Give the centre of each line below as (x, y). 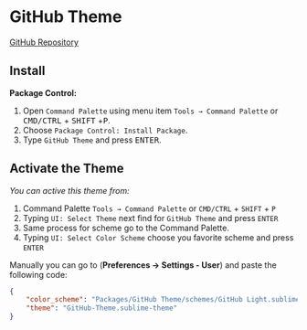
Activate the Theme (67, 169)
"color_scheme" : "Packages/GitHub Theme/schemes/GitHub (135, 300)
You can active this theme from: (69, 190)
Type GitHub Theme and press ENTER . (92, 140)
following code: (38, 274)
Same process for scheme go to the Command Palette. (126, 228)
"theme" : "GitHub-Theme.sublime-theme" (102, 308)
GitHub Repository (44, 42)
